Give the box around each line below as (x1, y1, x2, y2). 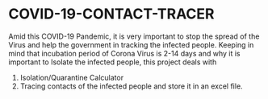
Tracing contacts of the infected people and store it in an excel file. (19, 81, 244, 91)
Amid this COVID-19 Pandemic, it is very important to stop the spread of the (8, 31, 260, 41)
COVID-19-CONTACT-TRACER (8, 5, 215, 23)
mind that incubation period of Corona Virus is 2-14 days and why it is (8, 48, 241, 58)
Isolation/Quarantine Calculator (19, 72, 124, 82)
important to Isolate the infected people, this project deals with (8, 57, 217, 67)
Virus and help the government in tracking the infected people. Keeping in (8, 39, 254, 49)
